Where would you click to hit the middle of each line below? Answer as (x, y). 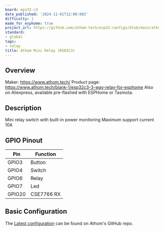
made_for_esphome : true (29, 23)
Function (45, 154)
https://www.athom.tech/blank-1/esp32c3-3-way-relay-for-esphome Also (79, 87)
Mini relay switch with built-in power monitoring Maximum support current (80, 120)
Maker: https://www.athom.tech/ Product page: (52, 82)
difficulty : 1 (20, 19)
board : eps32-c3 (21, 10)
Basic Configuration (36, 212)
